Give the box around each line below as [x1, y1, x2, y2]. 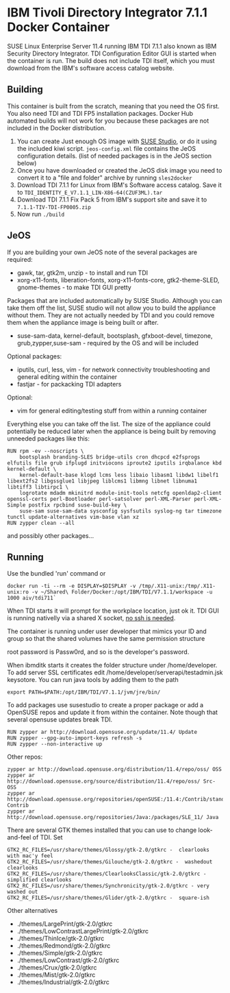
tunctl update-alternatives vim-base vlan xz [7, 513, 139, 520]
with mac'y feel [7, 853, 53, 859]
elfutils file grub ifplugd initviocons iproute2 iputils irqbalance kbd [7, 459, 222, 467]
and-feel [7, 833, 31, 842]
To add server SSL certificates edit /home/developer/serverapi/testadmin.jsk [7, 668, 224, 676]
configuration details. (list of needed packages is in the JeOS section [16, 151, 212, 160]
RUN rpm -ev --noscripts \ [7, 448, 84, 454]
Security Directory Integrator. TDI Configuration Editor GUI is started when [7, 49, 217, 58]
